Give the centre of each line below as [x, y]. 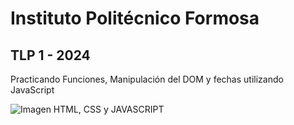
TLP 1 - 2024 [50, 55]
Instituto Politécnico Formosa [135, 18]
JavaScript [32, 90]
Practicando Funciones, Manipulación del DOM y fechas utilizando [147, 79]
